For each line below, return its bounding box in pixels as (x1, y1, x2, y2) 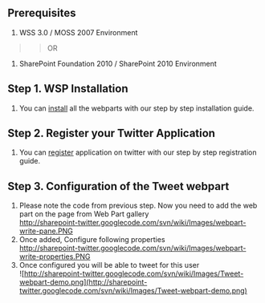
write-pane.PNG (18, 226, 74, 236)
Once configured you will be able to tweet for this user (18, 261, 200, 270)
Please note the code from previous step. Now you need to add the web (18, 200, 258, 211)
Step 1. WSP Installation (7, 82, 128, 95)
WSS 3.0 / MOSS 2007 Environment (18, 27, 138, 37)
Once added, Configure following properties (18, 235, 165, 244)
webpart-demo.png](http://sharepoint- (18, 277, 148, 287)
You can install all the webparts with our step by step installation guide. (18, 103, 255, 113)
